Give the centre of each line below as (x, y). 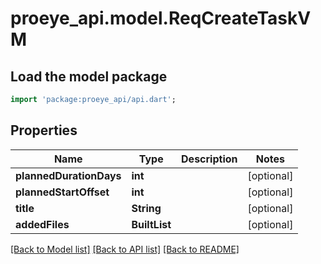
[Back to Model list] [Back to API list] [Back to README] (125, 249)
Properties (44, 130)
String (146, 208)
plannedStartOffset (62, 192)
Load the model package (89, 76)
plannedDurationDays (68, 175)
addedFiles (42, 224)
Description (209, 159)
